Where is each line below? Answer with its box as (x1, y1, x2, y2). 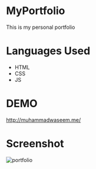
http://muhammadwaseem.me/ (6, 116, 81, 123)
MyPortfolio (6, 4, 65, 18)
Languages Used (6, 44, 91, 58)
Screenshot (6, 137, 64, 150)
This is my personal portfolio (6, 24, 75, 31)
